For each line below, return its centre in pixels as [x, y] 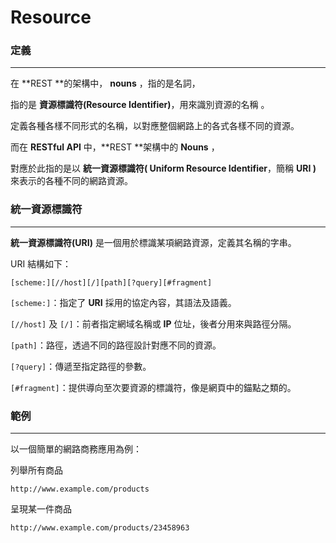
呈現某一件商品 [41, 509]
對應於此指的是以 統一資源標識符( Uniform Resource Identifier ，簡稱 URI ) [163, 168]
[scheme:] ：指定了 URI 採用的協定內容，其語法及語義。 [123, 302]
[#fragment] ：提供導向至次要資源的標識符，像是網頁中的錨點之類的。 [153, 387]
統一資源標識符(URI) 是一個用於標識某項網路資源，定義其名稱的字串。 [153, 242]
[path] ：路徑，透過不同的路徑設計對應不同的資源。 [116, 345]
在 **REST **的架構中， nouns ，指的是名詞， [105, 83]
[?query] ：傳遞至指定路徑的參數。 [81, 366]
